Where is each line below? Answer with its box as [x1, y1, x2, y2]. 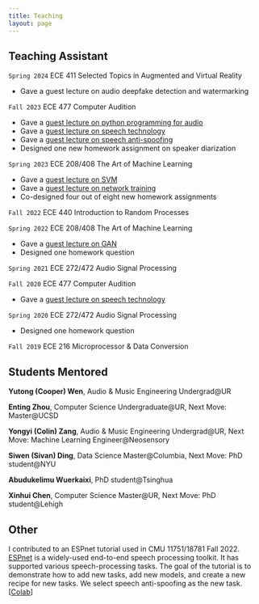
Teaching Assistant [8, 49, 108, 63]
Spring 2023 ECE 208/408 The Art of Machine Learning [8, 159, 193, 169]
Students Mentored [8, 365, 108, 378]
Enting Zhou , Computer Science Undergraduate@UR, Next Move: [8, 402, 228, 412]
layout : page [8, 19, 52, 27]
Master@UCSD [8, 411, 59, 420]
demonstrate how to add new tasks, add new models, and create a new [8, 569, 246, 579]
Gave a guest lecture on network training [19, 184, 157, 193]
